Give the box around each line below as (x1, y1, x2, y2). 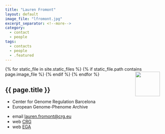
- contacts (9, 44, 32, 49)
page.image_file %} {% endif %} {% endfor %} (5, 72, 100, 78)
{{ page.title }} (5, 85, 51, 94)
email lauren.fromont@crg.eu (12, 113, 72, 119)
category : (5, 26, 26, 30)
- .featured (9, 53, 34, 58)
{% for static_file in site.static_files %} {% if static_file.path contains (5, 66, 142, 72)
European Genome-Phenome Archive (12, 104, 88, 110)
